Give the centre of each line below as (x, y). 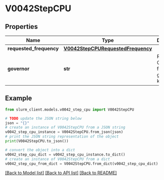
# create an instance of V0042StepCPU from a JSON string (65, 128)
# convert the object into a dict (40, 150)
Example (19, 98)
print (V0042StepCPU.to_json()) (37, 141)
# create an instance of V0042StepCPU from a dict (58, 159)
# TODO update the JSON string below (43, 118)
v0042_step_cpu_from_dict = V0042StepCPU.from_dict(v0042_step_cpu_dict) (82, 164)
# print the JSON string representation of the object (62, 137)
